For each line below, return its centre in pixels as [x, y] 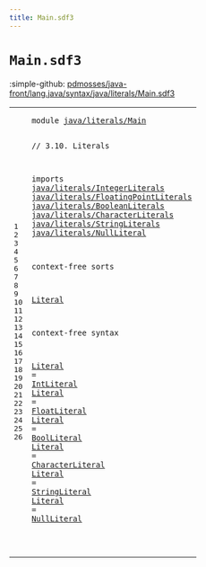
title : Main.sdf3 [42, 18]
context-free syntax [75, 332]
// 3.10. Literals [70, 146]
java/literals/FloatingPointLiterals [112, 197]
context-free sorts [73, 266]
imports [47, 179]
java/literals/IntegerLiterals [98, 188]
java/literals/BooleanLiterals [98, 206]
